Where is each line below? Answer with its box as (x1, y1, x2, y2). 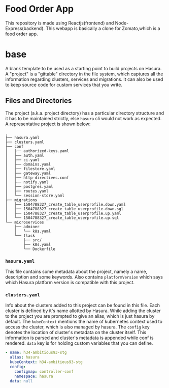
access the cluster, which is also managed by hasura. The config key (5, 324, 150, 330)
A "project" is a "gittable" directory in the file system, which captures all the (5, 71, 163, 77)
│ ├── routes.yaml (5, 188, 49, 193)
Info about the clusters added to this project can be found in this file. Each (5, 302, 160, 309)
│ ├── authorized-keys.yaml (5, 148, 70, 153)
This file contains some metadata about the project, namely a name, (5, 268, 148, 274)
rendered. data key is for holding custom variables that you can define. (5, 340, 153, 346)
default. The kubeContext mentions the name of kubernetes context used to (5, 319, 162, 325)
